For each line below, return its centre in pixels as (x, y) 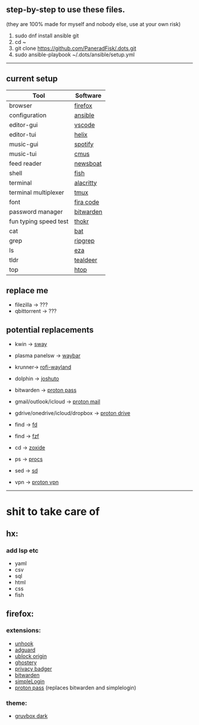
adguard (25, 650)
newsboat (88, 163)
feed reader (25, 163)
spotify (84, 144)
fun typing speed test (39, 221)
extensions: (24, 631)
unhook (24, 643)
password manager (36, 211)
